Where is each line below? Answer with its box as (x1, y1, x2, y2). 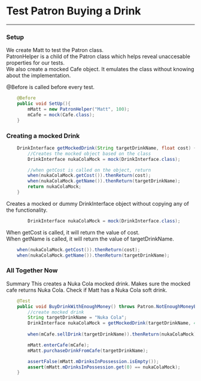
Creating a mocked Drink (6, 132, 80, 140)
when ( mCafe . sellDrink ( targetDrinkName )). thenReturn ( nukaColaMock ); (28, 331, 199, 337)
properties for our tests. (6, 59, 65, 66)
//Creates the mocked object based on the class (28, 151, 151, 157)
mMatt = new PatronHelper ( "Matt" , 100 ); (28, 106, 130, 112)
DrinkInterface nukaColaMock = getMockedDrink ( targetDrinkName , (28, 320, 191, 327)
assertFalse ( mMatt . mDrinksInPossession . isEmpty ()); (28, 358, 160, 364)
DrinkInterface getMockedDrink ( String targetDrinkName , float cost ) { (17, 145, 197, 151)
